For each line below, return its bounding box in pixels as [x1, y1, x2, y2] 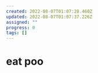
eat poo [6, 55, 44, 68]
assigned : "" [6, 19, 38, 25]
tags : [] [6, 30, 27, 36]
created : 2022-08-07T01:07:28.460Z [6, 8, 93, 14]
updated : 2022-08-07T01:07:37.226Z [6, 14, 93, 20]
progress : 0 [6, 24, 35, 31]
